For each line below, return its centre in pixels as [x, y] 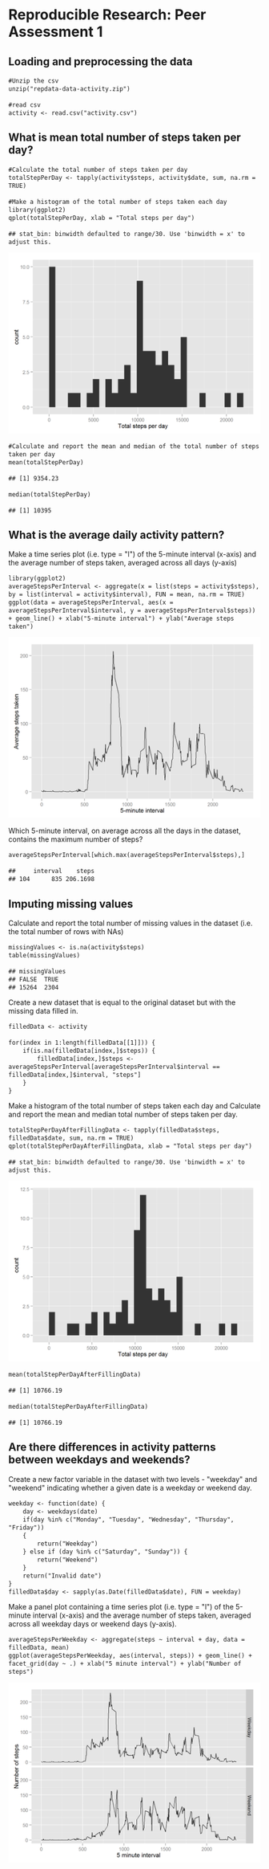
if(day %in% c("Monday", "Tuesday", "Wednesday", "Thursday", [128, 1520]
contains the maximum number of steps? [76, 839]
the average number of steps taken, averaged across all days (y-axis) [123, 563]
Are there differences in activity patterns [112, 1447]
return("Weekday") [68, 1544]
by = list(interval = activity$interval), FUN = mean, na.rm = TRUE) [127, 595]
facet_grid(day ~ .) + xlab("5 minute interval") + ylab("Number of [125, 1663]
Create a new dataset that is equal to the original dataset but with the [122, 1002]
